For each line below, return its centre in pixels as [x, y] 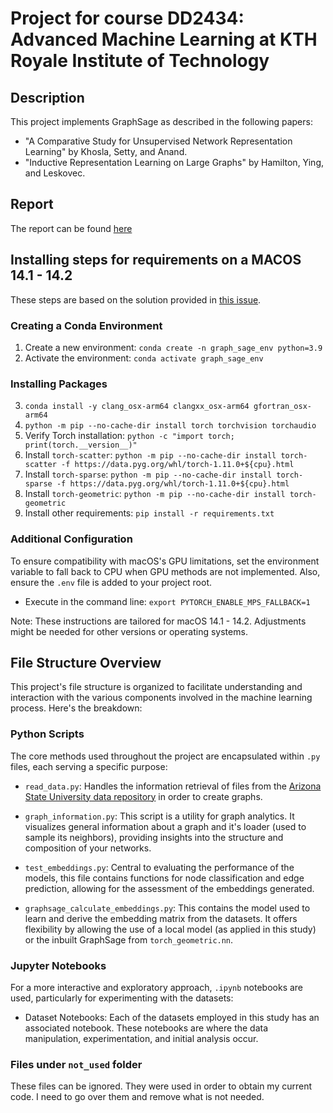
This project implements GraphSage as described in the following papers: [161, 121]
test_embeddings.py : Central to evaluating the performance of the [159, 867]
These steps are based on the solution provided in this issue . [136, 299]
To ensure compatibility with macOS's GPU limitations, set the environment [165, 561]
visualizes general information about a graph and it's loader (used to [165, 826]
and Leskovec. [55, 173]
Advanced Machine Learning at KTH [164, 39]
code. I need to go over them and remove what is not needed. [137, 1097]
